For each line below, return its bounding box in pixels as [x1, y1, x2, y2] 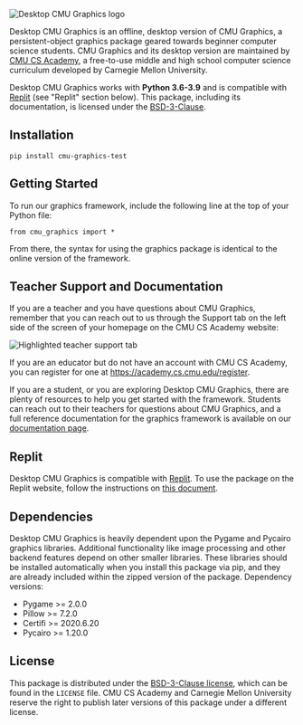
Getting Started [9, 176, 99, 192]
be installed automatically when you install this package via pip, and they [9, 562, 281, 573]
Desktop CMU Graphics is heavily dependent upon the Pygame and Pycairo [9, 533, 291, 544]
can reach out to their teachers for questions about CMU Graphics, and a [9, 404, 282, 415]
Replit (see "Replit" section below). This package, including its [9, 91, 241, 102]
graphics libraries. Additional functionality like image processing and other [9, 543, 287, 554]
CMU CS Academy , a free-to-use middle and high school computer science [9, 55, 291, 65]
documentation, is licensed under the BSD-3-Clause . [9, 101, 206, 112]
